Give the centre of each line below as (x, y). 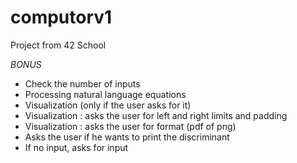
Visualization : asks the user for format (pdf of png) (130, 126)
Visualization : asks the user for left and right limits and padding (156, 115)
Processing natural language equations (105, 94)
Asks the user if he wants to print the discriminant (127, 137)
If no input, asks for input (76, 147)
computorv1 (61, 17)
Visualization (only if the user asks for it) (108, 105)
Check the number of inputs (82, 83)
